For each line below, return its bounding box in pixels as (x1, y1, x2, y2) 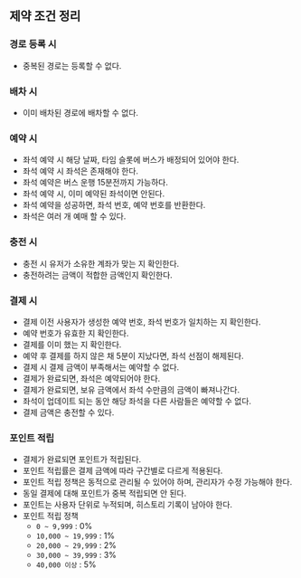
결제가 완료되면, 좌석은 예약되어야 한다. (22, 373, 161, 384)
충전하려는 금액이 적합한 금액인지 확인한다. (22, 270, 174, 280)
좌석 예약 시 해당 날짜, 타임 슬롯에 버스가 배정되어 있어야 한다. (22, 155, 240, 166)
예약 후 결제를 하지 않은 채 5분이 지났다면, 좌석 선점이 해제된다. (22, 350, 244, 361)
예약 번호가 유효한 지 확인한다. (22, 327, 129, 338)
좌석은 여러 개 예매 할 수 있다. (22, 211, 127, 222)
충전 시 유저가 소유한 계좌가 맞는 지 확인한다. (22, 258, 180, 269)
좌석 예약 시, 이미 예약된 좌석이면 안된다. (22, 188, 165, 199)
